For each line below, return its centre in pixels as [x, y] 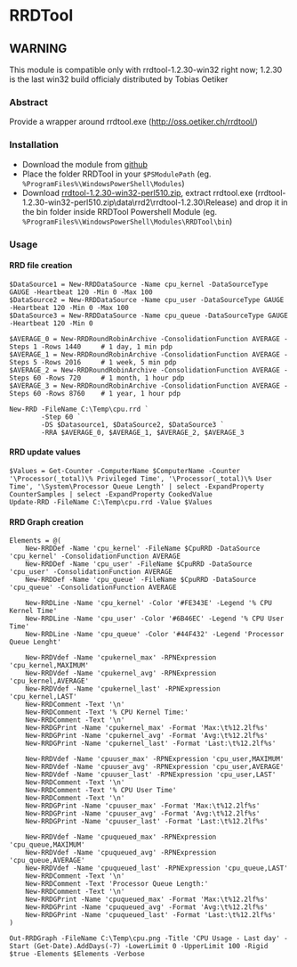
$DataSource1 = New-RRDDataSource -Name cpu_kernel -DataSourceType [139, 284]
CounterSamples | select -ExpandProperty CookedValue [111, 494]
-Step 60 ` [61, 417]
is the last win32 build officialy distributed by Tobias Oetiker [119, 79]
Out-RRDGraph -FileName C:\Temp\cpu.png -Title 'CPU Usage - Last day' [144, 938]
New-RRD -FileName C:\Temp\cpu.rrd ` [79, 409]
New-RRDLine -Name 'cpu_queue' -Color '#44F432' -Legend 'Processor [155, 635]
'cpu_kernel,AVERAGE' [49, 681]
